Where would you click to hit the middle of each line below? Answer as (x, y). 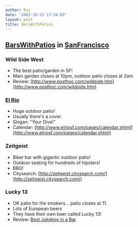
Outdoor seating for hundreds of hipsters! (56, 162)
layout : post (19, 19)
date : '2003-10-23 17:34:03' (36, 15)
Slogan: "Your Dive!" (34, 122)
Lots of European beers (37, 208)
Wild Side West (25, 59)
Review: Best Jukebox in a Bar (44, 219)
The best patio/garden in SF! (43, 70)
